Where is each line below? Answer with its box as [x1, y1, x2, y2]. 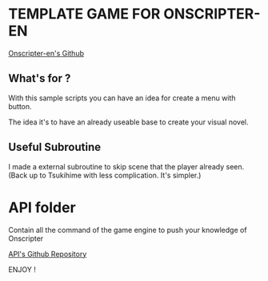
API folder [8, 198, 76, 217]
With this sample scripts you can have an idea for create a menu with [8, 93, 236, 103]
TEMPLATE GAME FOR [8, 5, 161, 23]
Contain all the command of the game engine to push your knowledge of [8, 225, 247, 234]
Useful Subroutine [8, 140, 102, 154]
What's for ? [8, 71, 71, 85]
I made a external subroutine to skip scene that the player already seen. [8, 161, 245, 171]
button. [8, 101, 32, 111]
